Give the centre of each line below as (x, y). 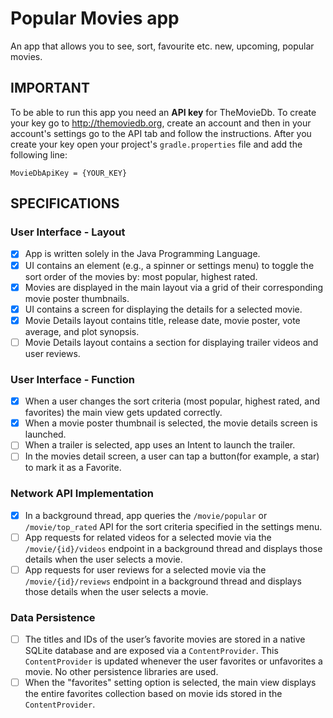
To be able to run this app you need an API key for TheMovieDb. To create (163, 112)
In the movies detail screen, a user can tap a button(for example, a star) (172, 456)
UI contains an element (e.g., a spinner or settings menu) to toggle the (169, 265)
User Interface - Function (72, 379)
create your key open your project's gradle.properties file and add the (156, 144)
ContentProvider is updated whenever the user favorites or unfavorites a (173, 661)
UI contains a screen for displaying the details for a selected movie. (163, 309)
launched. (45, 434)
